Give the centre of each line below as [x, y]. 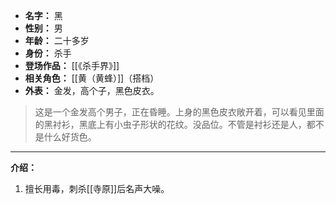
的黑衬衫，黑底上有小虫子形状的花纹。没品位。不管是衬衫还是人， [170, 124]
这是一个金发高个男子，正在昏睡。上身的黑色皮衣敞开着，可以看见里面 [179, 112]
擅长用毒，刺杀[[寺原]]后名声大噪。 [97, 188]
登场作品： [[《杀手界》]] [72, 65]
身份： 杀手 [48, 53]
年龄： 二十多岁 [57, 40]
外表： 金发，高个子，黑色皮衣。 [92, 90]
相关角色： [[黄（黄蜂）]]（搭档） [92, 78]
